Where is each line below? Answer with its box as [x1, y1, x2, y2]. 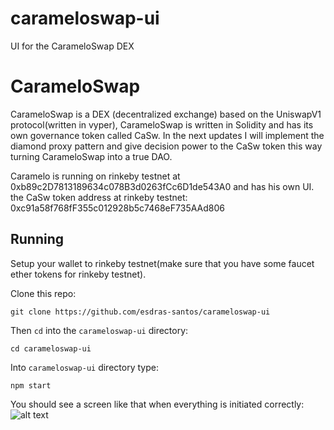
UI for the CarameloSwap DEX [10, 40, 135, 52]
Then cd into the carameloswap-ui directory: [10, 324, 189, 336]
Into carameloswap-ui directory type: [10, 361, 159, 373]
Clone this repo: [10, 287, 77, 299]
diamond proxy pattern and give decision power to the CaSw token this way [10, 140, 323, 152]
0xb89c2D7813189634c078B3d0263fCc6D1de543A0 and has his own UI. [10, 180, 315, 192]
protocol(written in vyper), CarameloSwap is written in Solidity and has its [10, 118, 314, 131]
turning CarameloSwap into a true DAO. [10, 150, 173, 162]
